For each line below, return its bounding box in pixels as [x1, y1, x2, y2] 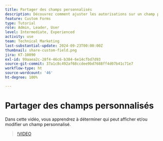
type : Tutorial [5, 20, 36, 26]
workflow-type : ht [5, 66, 42, 71]
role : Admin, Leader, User [5, 25, 60, 30]
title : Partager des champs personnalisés [5, 7, 92, 12]
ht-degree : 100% [5, 75, 38, 80]
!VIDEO [16, 131, 32, 137]
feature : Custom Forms [5, 16, 51, 21]
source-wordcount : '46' [5, 70, 53, 75]
